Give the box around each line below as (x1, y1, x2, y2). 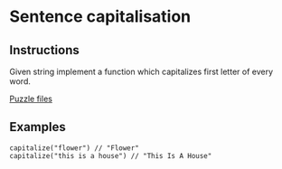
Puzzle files (9, 93, 52, 104)
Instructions (9, 42, 80, 58)
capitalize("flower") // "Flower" (9, 143, 140, 153)
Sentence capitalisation (9, 6, 192, 27)
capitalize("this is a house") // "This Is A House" (9, 151, 212, 160)
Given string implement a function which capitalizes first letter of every (9, 66, 274, 77)
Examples (9, 119, 66, 135)
